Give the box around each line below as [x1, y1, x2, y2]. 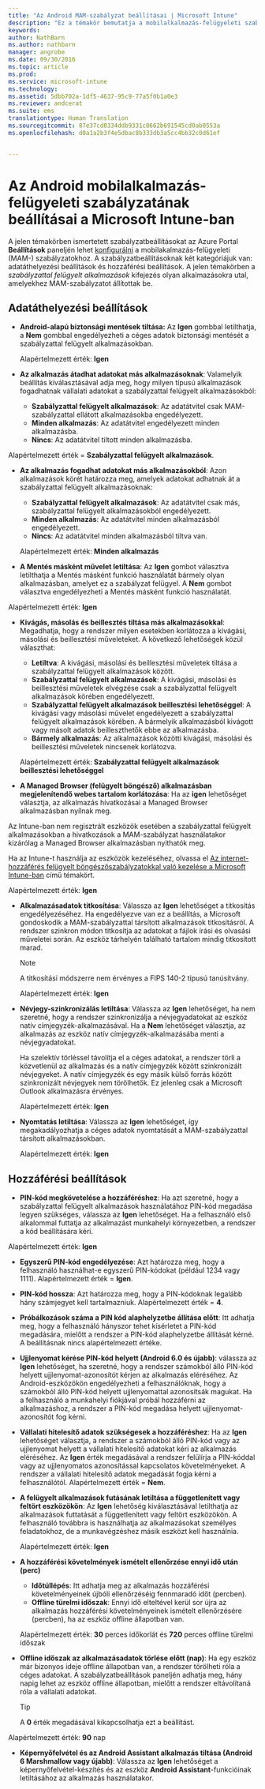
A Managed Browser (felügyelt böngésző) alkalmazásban [19, 781, 212, 790]
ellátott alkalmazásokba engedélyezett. [76, 410, 203, 419]
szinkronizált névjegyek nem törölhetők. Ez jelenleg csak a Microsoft [19, 1078, 243, 1088]
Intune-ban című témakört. [8, 870, 95, 880]
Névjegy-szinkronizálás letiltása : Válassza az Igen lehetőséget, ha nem [19, 1004, 256, 1014]
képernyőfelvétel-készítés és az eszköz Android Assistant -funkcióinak [19, 1765, 252, 1775]
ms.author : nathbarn [8, 41, 77, 49]
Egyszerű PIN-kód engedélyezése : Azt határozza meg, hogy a [19, 1257, 225, 1267]
